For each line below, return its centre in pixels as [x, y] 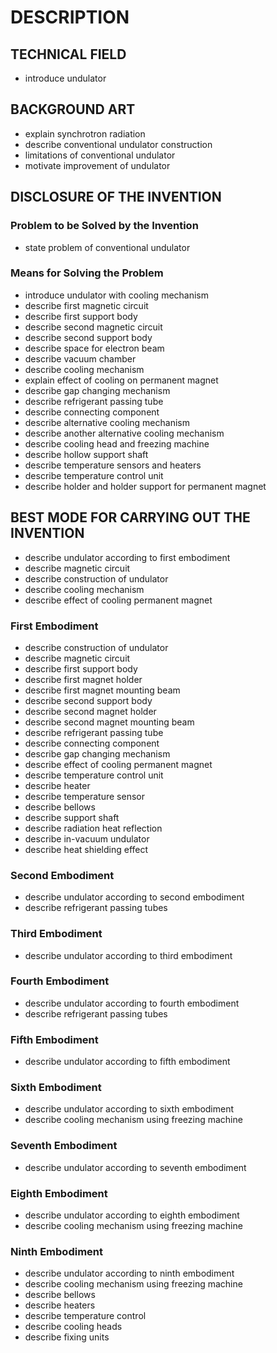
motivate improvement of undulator [97, 165]
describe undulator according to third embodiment [128, 955]
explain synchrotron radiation [85, 133]
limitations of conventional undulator [100, 155]
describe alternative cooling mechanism [107, 422]
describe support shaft [72, 817]
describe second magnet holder [90, 711]
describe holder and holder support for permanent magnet [145, 486]
